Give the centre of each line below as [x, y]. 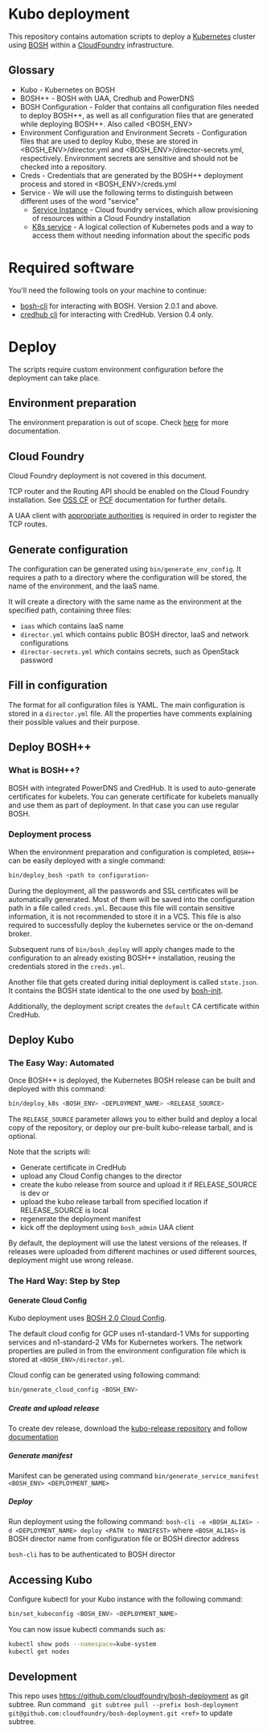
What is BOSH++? [44, 771]
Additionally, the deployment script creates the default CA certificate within [134, 1006]
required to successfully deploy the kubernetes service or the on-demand [131, 925]
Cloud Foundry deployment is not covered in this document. [108, 476]
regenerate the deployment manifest [80, 1219]
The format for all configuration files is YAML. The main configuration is [127, 704]
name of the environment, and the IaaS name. [84, 586]
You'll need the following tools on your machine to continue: [108, 290]
